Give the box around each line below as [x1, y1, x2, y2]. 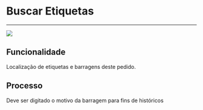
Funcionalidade [6, 47, 66, 57]
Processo [6, 80, 43, 91]
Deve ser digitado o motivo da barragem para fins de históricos [6, 97, 164, 104]
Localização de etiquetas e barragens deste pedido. [6, 63, 136, 70]
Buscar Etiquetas [6, 4, 94, 18]
